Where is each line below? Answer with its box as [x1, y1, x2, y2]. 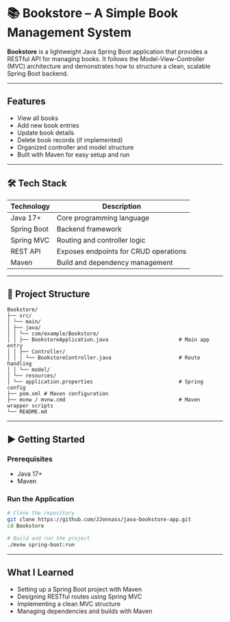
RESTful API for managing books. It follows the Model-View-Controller [7, 54, 205, 62]
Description [102, 201, 142, 211]
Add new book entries [16, 121, 80, 129]
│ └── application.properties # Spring [7, 378, 204, 385]
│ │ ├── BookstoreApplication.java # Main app [7, 336, 210, 343]
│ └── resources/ [7, 372, 57, 380]
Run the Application [7, 494, 75, 503]
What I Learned [7, 567, 74, 579]
